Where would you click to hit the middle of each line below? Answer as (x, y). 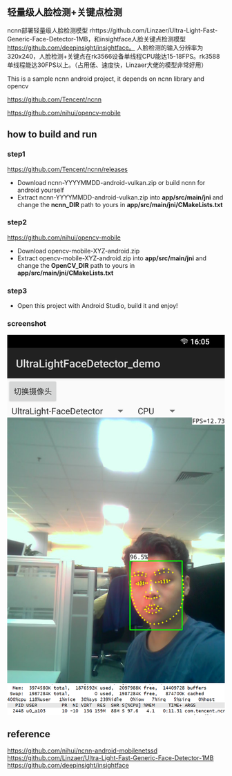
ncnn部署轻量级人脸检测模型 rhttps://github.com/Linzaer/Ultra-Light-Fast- (113, 30)
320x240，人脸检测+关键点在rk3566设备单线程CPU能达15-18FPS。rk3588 (114, 56)
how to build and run (52, 134)
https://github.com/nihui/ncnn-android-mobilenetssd (82, 750)
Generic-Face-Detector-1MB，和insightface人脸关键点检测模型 (97, 39)
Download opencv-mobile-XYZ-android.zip (78, 251)
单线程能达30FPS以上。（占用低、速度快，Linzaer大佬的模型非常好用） (107, 65)
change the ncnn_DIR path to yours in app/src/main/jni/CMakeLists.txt (120, 204)
